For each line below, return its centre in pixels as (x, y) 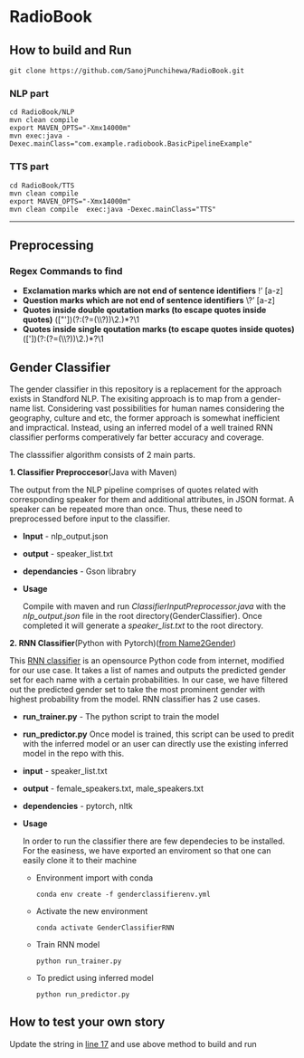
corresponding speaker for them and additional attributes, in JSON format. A (152, 500)
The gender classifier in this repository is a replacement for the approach (146, 389)
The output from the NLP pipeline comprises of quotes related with (134, 490)
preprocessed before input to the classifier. (90, 519)
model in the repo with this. (73, 754)
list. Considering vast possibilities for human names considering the (158, 408)
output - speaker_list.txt (67, 554)
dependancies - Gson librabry (79, 571)
